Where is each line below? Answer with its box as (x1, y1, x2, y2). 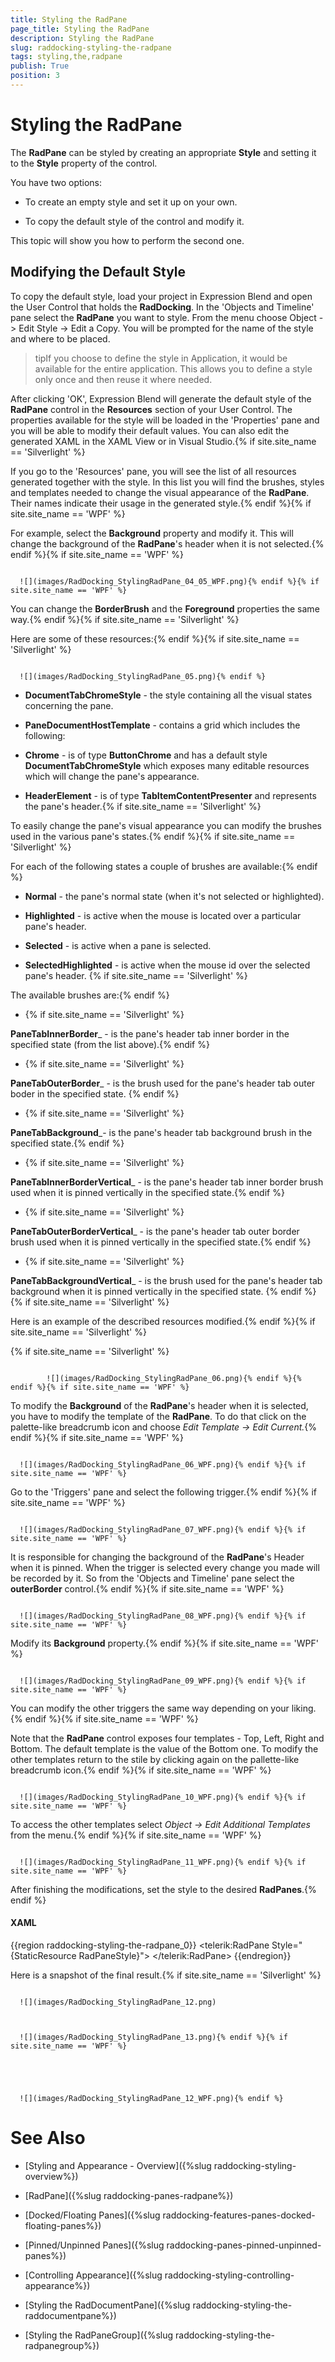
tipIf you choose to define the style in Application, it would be (34, 352, 288, 364)
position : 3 (10, 71, 60, 81)
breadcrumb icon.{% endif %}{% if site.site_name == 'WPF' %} (10, 1764, 272, 1776)
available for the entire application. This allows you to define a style (34, 362, 313, 375)
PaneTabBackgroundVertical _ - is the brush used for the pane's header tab (10, 1274, 323, 1286)
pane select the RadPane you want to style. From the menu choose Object (10, 311, 317, 323)
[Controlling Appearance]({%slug (24, 2269, 163, 2281)
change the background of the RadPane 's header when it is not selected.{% (10, 537, 325, 550)
